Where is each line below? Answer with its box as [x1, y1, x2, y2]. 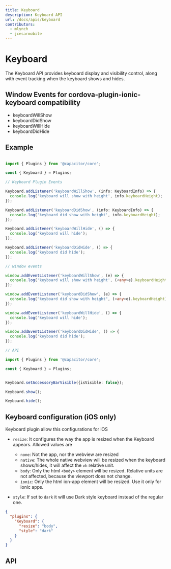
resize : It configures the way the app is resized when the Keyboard [12, 436, 154, 442]
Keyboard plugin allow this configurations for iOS [5, 426, 108, 433]
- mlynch [10, 27, 28, 32]
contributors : [5, 21, 36, 27]
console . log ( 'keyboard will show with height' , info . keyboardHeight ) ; [10, 194, 163, 199]
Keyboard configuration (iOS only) [5, 413, 117, 421]
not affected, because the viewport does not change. [20, 473, 132, 480]
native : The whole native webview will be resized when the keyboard [20, 457, 165, 463]
